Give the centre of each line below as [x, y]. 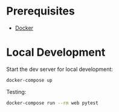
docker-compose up [29, 80]
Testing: [16, 91]
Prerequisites [41, 11]
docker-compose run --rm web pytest [52, 103]
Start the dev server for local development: [60, 69]
